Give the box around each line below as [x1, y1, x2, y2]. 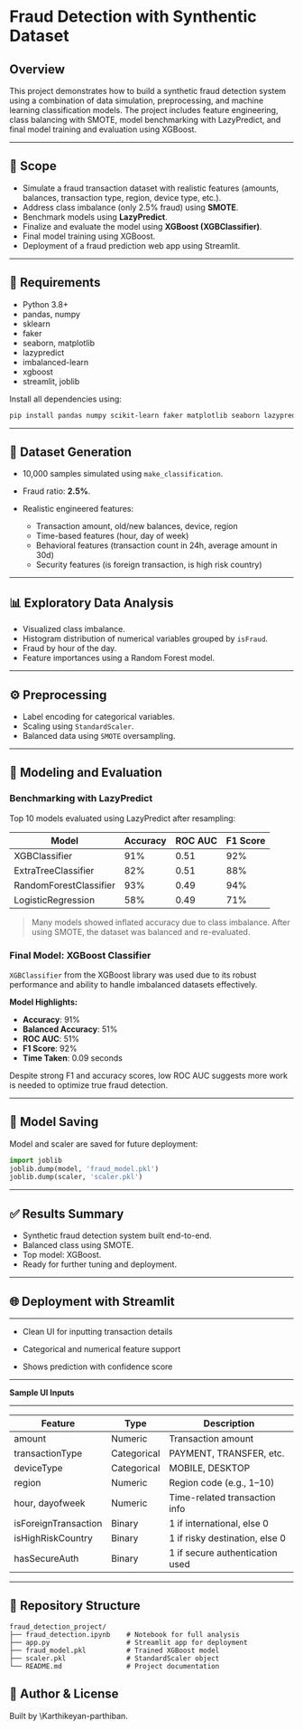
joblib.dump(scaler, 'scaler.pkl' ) [9, 1173, 143, 1182]
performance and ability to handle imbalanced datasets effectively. [9, 978, 258, 989]
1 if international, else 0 [169, 1517, 269, 1529]
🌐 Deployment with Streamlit [9, 1293, 175, 1309]
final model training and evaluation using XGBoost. [9, 124, 197, 135]
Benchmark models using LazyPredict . [22, 211, 169, 222]
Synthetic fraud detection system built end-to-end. [22, 1230, 212, 1241]
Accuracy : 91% [22, 1014, 81, 1025]
